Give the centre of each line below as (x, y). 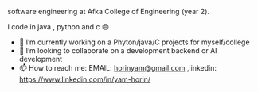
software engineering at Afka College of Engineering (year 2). (109, 11)
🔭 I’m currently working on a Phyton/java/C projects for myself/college (134, 42)
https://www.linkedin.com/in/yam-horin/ (85, 79)
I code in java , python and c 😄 (58, 27)
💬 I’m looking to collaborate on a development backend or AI (118, 50)
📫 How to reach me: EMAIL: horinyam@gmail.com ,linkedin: (117, 68)
